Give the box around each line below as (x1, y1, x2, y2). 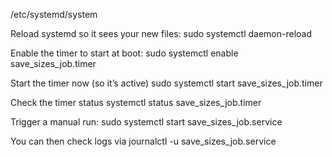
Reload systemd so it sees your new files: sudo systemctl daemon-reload (10, 28, 313, 39)
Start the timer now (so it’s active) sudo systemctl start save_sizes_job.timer (10, 77, 323, 89)
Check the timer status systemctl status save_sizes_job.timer (10, 97, 262, 108)
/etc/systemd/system (10, 9, 98, 20)
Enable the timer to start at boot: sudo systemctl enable (10, 47, 239, 59)
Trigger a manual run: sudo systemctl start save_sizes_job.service (10, 116, 283, 128)
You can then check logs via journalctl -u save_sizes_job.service (10, 135, 277, 147)
